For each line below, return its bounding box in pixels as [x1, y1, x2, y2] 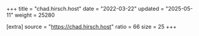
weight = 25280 [14, 11, 55, 19]
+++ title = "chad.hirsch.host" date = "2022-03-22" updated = [6, 5, 164, 12]
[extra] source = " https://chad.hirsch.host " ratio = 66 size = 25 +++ [6, 23, 177, 30]
